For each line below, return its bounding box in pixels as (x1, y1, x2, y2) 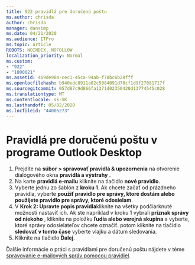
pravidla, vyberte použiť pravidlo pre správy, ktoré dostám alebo (14, 190, 175, 198)
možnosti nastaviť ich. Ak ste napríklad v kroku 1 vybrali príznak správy (14, 209, 189, 216)
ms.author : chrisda (6, 14, 54, 20)
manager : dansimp (6, 25, 49, 31)
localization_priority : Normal (6, 53, 83, 59)
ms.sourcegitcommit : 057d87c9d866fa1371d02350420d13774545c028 (6, 86, 165, 92)
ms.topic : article (6, 42, 51, 48)
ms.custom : (6, 58, 33, 64)
